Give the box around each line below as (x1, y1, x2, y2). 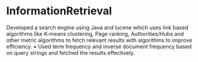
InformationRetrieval (6, 4, 112, 18)
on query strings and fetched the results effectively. (6, 49, 135, 56)
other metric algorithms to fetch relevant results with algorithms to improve (6, 36, 193, 44)
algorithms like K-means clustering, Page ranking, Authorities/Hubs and (6, 30, 184, 37)
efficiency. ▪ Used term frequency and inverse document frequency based (6, 43, 192, 50)
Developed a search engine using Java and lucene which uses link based (6, 24, 188, 31)
